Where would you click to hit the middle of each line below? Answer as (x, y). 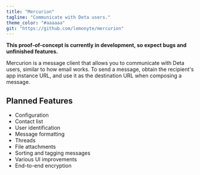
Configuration (32, 115)
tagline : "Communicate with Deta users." (59, 17)
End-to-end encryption (43, 166)
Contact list (29, 121)
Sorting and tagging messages (53, 153)
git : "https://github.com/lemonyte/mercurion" (65, 28)
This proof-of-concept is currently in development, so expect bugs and (96, 45)
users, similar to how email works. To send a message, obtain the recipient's (100, 70)
